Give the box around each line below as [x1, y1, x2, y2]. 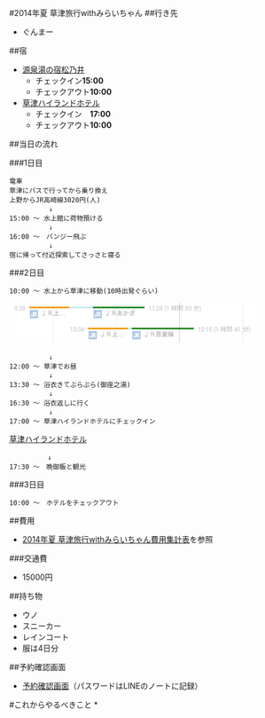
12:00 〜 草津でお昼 [9, 362, 77, 371]
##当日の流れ [9, 138, 58, 149]
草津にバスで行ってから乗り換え [9, 186, 108, 195]
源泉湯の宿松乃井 [21, 65, 85, 75]
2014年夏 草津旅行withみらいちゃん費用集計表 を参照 [21, 534, 214, 544]
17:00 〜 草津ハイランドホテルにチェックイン [9, 417, 156, 426]
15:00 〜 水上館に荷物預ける [9, 214, 104, 223]
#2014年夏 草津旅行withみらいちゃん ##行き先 [9, 8, 179, 18]
